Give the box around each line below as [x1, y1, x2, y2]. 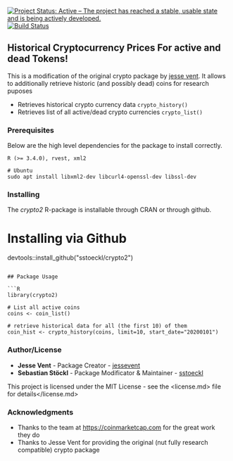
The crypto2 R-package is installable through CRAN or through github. [7, 206, 212, 214]
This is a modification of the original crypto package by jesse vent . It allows [7, 71, 227, 80]
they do [17, 430, 40, 439]
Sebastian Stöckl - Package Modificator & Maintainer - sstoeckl [17, 368, 204, 377]
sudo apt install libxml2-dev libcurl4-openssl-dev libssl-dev [7, 173, 197, 181]
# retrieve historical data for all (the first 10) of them [7, 322, 188, 330]
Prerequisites [7, 125, 54, 135]
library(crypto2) [7, 292, 58, 299]
